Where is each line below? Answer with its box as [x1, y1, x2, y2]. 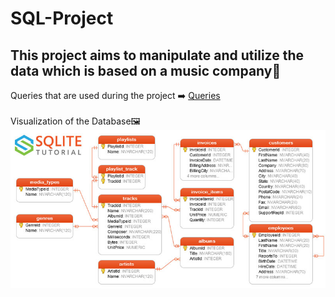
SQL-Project [10, 7, 114, 30]
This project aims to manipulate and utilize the [10, 47, 305, 64]
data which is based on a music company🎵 [10, 62, 282, 79]
